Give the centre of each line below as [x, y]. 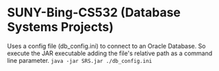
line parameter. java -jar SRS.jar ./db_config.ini [80, 60]
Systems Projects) [61, 27]
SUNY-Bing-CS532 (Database [94, 13]
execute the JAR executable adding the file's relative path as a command [110, 53]
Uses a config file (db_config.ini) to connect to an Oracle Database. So [106, 46]
